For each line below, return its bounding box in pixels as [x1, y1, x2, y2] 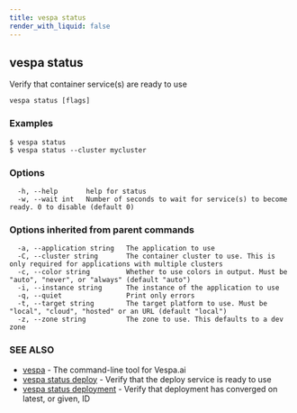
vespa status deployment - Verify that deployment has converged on [22, 383, 278, 394]
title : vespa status [9, 13, 87, 23]
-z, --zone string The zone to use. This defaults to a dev [17, 315, 283, 325]
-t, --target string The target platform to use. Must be [17, 299, 268, 308]
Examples [9, 117, 54, 130]
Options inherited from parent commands [9, 223, 195, 235]
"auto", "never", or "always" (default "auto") [9, 276, 192, 285]
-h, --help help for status [17, 187, 147, 196]
